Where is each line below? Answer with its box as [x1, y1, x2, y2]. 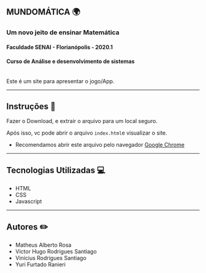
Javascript [15, 197, 42, 205]
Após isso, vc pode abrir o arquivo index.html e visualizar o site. [6, 129, 167, 136]
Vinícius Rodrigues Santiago [15, 254, 87, 261]
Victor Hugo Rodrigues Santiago [15, 247, 97, 255]
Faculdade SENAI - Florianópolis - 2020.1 [6, 43, 113, 51]
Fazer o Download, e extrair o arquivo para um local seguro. [6, 117, 158, 124]
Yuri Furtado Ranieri [15, 261, 66, 268]
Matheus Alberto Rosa [15, 241, 72, 249]
